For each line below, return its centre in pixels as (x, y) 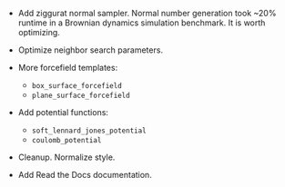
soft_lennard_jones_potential (89, 131)
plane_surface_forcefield (81, 95)
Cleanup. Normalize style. (66, 157)
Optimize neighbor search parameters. (91, 50)
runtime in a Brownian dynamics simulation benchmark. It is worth (142, 23)
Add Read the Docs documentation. (85, 175)
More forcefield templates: (68, 68)
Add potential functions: (63, 112)
